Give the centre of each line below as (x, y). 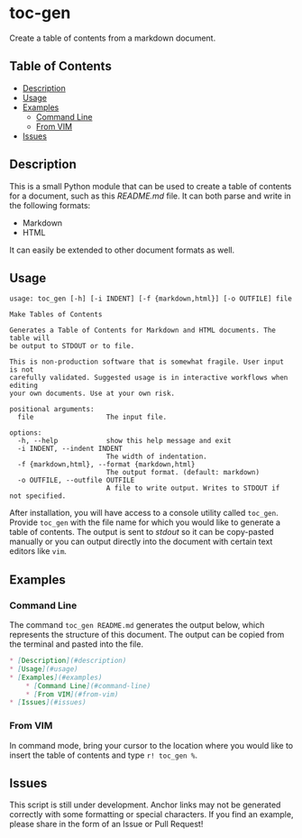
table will (30, 338)
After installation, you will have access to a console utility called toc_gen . (144, 513)
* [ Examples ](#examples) (56, 677)
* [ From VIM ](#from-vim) (72, 694)
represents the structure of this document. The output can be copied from (147, 635)
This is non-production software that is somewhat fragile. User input (146, 362)
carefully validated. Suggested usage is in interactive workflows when (149, 378)
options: (26, 433)
